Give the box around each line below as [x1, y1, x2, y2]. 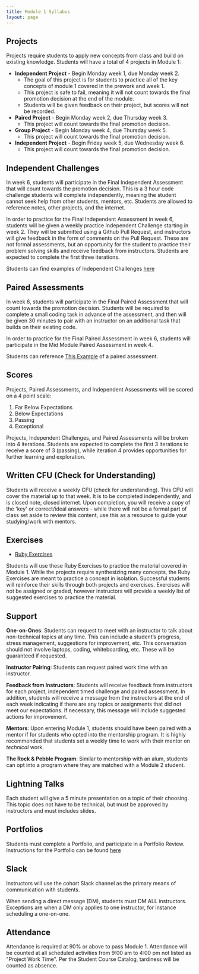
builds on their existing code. [6, 323, 77, 330]
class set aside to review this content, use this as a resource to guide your [6, 511, 188, 518]
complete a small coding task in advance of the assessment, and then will [6, 311, 187, 318]
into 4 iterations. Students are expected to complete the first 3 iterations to [6, 440, 189, 447]
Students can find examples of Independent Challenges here [6, 265, 155, 273]
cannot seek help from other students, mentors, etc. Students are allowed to [6, 198, 193, 205]
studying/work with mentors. [6, 518, 77, 525]
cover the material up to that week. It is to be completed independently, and [6, 492, 191, 500]
